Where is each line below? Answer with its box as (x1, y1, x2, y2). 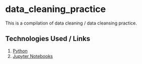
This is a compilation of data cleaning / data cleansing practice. (5, 20, 137, 26)
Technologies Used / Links (5, 34, 90, 43)
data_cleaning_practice (5, 3, 106, 15)
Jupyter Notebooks (12, 53, 53, 59)
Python (12, 47, 28, 53)
